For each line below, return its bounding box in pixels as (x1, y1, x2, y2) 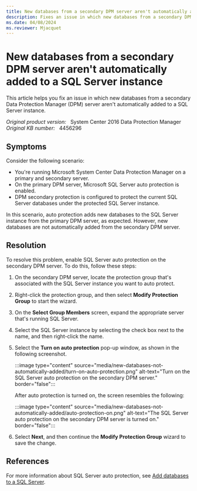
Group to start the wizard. (14, 297, 77, 304)
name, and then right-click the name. (14, 333, 104, 340)
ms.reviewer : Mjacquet (6, 25, 62, 31)
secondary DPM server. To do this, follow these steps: (6, 262, 137, 269)
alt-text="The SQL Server (127, 409, 189, 416)
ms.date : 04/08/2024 (6, 19, 57, 25)
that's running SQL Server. (14, 315, 79, 322)
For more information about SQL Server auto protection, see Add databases (6, 472, 189, 479)
